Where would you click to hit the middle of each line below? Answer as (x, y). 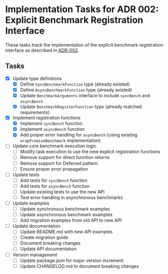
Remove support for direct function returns (65, 158)
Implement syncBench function (51, 124)
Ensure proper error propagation (54, 169)
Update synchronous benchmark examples (65, 209)
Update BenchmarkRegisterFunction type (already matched (81, 107)
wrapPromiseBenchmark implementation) (60, 141)
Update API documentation (48, 249)
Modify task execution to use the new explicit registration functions (90, 152)
